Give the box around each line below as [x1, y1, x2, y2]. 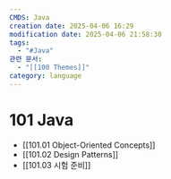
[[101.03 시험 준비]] [21, 159, 91, 170]
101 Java [9, 109, 74, 130]
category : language [9, 72, 82, 81]
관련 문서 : [9, 55, 43, 64]
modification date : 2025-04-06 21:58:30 [9, 30, 163, 38]
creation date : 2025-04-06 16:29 [9, 21, 134, 30]
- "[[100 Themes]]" [17, 64, 90, 72]
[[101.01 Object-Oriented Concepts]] [21, 140, 156, 150]
